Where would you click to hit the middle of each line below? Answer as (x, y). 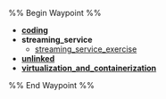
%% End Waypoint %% (51, 85)
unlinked (38, 58)
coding (34, 30)
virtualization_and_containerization (89, 68)
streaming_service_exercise (86, 49)
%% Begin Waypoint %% (55, 13)
